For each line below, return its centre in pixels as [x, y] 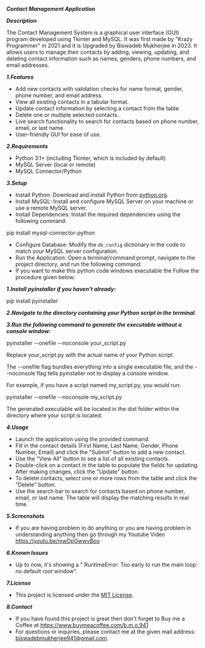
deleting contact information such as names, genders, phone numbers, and [101, 58]
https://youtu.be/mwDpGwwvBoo [57, 541]
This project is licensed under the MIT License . [74, 595]
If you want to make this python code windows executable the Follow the [107, 271]
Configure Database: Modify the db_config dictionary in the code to [100, 245]
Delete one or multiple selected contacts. [67, 115]
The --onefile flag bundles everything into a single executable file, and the [100, 367]
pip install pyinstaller [32, 301]
